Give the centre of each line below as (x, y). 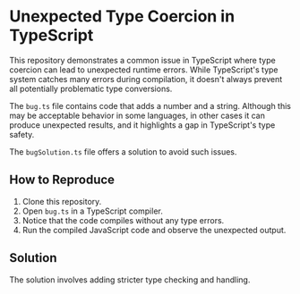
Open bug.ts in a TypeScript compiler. (92, 211)
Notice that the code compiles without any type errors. (123, 220)
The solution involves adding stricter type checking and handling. (130, 280)
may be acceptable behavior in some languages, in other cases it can (137, 115)
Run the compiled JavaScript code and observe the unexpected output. (154, 230)
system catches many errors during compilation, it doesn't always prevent (146, 79)
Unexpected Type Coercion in (122, 17)
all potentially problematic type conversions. (91, 88)
